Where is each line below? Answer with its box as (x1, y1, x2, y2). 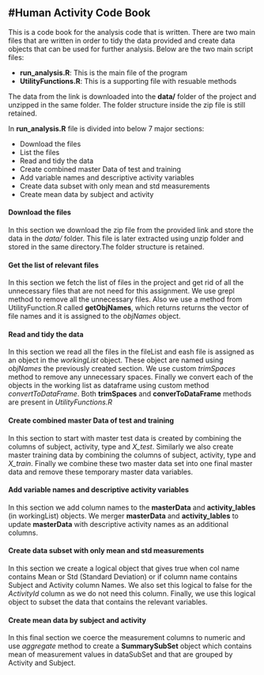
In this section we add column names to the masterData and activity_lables (8, 502, 256, 512)
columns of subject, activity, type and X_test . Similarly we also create (8, 442, 234, 451)
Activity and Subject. (8, 658, 77, 668)
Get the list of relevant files (8, 260, 99, 270)
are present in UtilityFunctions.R (8, 397, 113, 407)
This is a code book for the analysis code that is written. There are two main (8, 27, 255, 36)
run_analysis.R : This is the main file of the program (19, 67, 188, 78)
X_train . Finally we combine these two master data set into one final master (8, 458, 253, 468)
